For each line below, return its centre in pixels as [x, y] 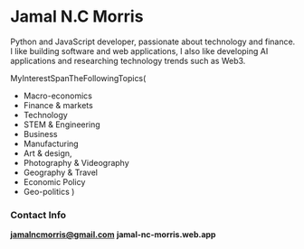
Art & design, [47, 153]
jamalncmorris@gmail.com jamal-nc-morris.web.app [113, 235]
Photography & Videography [76, 162]
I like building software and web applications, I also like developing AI [139, 51]
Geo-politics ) [49, 191]
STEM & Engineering [62, 124]
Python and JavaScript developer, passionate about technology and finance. [153, 41]
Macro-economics [58, 96]
